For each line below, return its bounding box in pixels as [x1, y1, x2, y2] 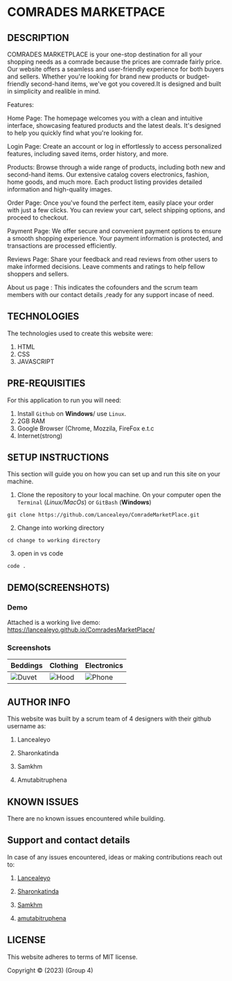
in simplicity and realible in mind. [7, 87, 100, 95]
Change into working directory [17, 523, 105, 532]
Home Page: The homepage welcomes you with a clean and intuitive [7, 114, 203, 122]
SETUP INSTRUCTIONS [7, 452, 109, 464]
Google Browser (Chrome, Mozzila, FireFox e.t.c [17, 424, 154, 433]
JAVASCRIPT [17, 357, 55, 365]
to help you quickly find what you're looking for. [7, 129, 143, 137]
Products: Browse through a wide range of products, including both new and [7, 163, 226, 171]
